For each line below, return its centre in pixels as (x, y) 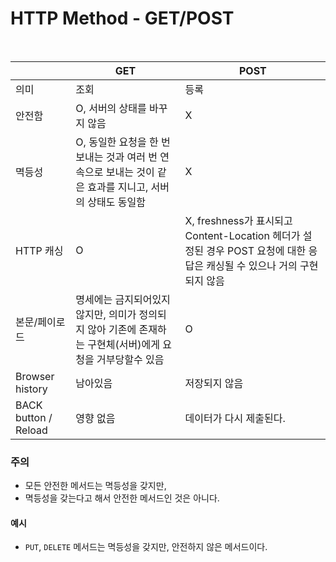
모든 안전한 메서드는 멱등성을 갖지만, (95, 486)
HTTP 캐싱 (39, 250)
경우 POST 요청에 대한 (256, 250)
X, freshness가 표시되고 (238, 220)
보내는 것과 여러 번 (116, 157)
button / (34, 417)
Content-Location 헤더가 (242, 235)
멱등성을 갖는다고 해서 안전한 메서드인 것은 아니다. (122, 498)
